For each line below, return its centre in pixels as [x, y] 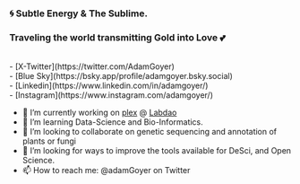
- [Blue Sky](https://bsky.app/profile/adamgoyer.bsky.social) [121, 76]
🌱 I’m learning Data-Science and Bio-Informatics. [112, 122]
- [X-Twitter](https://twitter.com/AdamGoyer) [92, 66]
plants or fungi [49, 141]
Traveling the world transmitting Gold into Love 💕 [117, 37]
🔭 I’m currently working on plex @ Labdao [99, 113]
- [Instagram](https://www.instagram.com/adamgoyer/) [111, 95]
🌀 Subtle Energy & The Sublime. [78, 13]
